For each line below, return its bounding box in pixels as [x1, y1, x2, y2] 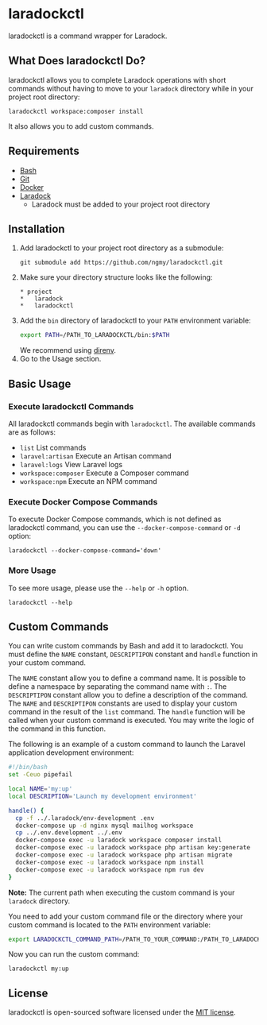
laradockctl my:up [8, 965, 69, 973]
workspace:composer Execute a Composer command [19, 468, 189, 478]
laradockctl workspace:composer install [8, 107, 145, 115]
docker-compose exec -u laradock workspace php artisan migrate [15, 851, 233, 859]
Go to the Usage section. [19, 354, 102, 364]
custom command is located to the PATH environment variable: [8, 919, 211, 930]
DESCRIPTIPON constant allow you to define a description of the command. [8, 690, 249, 700]
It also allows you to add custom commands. [8, 121, 154, 131]
